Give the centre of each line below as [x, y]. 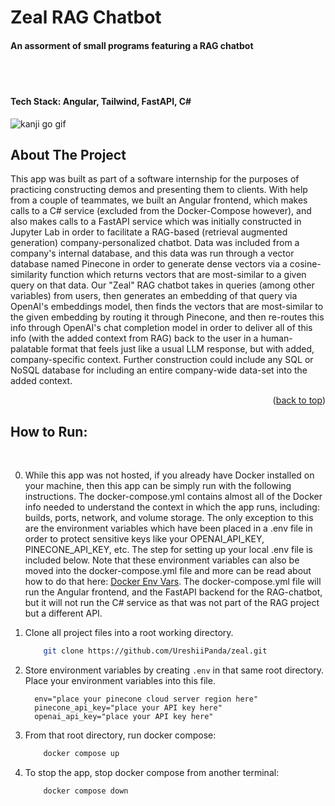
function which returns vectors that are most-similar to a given [178, 275]
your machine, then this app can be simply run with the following [158, 486]
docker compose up [81, 754]
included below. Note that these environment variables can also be [162, 560]
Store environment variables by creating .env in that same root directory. [174, 670]
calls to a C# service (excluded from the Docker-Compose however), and [161, 211]
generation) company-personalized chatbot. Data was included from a [155, 243]
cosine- [305, 264]
